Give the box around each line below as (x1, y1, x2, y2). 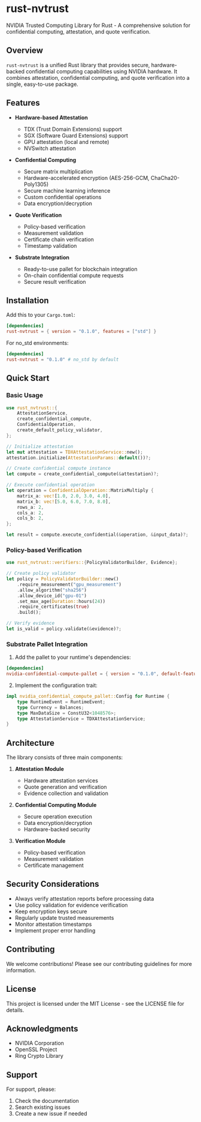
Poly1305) (23, 181, 49, 188)
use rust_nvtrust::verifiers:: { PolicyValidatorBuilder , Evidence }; (6, 560, 178, 566)
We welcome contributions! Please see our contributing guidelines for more (6, 960, 193, 967)
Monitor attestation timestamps (14, 920, 92, 928)
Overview (6, 46, 44, 56)
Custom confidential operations (23, 193, 102, 200)
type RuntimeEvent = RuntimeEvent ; (17, 698, 106, 705)
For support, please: (6, 1085, 56, 1093)
